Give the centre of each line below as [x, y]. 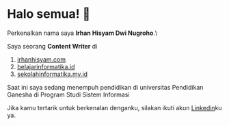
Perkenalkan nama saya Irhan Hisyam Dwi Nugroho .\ [82, 33]
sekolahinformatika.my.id [52, 74]
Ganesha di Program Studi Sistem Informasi [68, 94]
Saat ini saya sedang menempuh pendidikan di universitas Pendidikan [105, 87]
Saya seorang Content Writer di [52, 46]
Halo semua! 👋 [49, 14]
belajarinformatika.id [46, 66]
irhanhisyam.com [41, 59]
